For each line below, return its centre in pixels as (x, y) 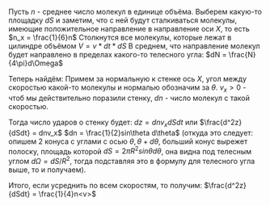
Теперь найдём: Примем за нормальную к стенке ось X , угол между (128, 79)
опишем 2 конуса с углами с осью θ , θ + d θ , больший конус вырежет (128, 141)
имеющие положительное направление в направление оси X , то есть (129, 29)
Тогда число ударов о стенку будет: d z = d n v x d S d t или (103, 123)
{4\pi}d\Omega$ (36, 63)
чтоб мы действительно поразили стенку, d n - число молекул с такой (129, 98)
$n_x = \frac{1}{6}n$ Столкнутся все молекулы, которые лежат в (120, 37)
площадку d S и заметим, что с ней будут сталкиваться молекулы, (123, 20)
